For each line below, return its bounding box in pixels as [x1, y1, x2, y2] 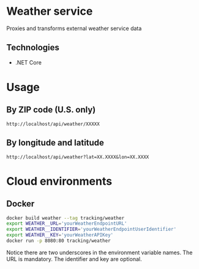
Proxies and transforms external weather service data [6, 25, 142, 32]
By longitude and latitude [6, 138, 104, 148]
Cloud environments [6, 174, 112, 188]
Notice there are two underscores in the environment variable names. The [6, 249, 193, 256]
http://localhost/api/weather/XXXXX [6, 121, 100, 127]
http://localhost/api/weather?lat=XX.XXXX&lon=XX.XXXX [6, 154, 149, 160]
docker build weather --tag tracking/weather [6, 215, 124, 221]
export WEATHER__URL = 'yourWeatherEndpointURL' [6, 220, 127, 227]
